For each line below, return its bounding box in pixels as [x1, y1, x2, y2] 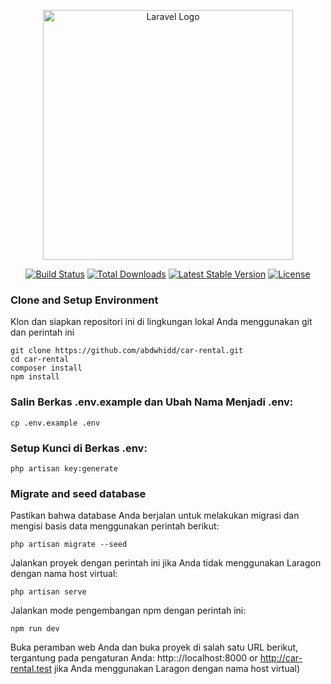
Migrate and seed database [10, 486, 147, 500]
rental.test [10, 663, 52, 675]
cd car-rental [10, 355, 70, 365]
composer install [10, 363, 83, 374]
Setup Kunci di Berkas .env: [10, 441, 148, 455]
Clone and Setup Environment [10, 293, 159, 307]
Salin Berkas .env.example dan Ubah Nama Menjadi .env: [10, 395, 294, 409]
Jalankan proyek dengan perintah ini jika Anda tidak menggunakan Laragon [10, 557, 322, 569]
